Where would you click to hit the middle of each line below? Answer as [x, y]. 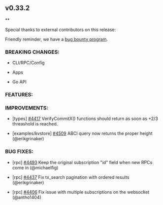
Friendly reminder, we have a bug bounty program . [57, 39]
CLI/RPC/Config [29, 63]
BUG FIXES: [19, 152]
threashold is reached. [35, 124]
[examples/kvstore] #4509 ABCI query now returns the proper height [82, 133]
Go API [19, 82]
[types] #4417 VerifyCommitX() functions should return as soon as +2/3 [85, 119]
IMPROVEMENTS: [27, 108]
